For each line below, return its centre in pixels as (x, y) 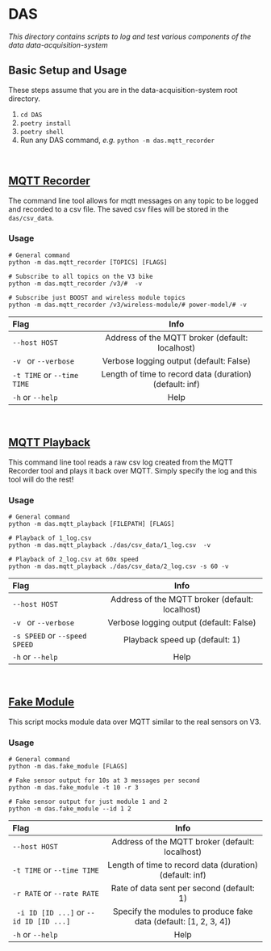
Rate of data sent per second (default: (183, 888)
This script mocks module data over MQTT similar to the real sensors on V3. (135, 722)
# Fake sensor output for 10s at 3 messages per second (104, 781)
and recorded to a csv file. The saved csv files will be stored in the (119, 209)
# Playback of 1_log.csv (50, 538)
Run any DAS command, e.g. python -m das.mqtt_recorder (117, 140)
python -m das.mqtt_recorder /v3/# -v (75, 284)
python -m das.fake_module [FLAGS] (68, 767)
